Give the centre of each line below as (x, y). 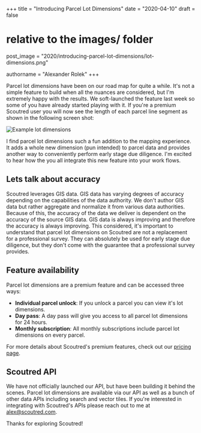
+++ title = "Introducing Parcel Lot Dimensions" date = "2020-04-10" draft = (101, 9)
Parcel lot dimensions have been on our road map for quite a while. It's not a (100, 86)
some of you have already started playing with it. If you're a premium (91, 105)
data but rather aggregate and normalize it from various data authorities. (95, 207)
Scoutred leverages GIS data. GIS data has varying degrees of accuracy (95, 194)
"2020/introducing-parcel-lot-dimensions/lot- (97, 56)
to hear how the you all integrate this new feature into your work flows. (94, 160)
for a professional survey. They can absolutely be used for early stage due (98, 238)
